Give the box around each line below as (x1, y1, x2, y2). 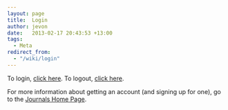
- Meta (13, 42, 32, 49)
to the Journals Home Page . (7, 95, 87, 103)
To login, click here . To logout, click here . (7, 74, 124, 82)
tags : (7, 36, 23, 43)
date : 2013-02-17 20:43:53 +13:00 (7, 29, 113, 37)
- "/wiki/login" (13, 55, 60, 62)
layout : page (7, 10, 45, 17)
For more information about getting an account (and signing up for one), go (7, 87, 221, 95)
